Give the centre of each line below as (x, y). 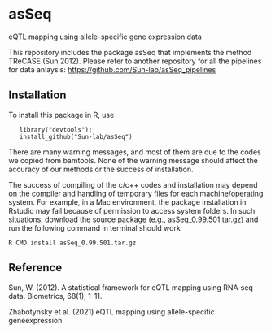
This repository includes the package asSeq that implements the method (130, 52)
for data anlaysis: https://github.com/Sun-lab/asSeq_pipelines (112, 69)
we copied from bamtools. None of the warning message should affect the (133, 160)
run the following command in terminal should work (94, 227)
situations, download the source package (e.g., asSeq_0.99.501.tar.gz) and (133, 219)
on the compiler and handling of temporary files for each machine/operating (136, 193)
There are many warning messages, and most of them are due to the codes (135, 152)
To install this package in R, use (61, 115)
